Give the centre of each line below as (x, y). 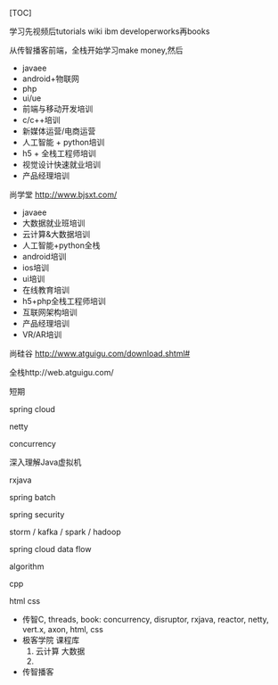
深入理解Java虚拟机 (45, 462)
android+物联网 (51, 78)
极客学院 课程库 (51, 640)
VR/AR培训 (42, 334)
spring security (37, 515)
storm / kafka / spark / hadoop (65, 532)
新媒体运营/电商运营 (59, 131)
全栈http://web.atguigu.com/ (61, 372)
